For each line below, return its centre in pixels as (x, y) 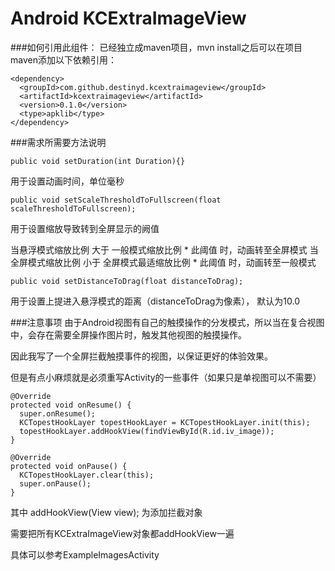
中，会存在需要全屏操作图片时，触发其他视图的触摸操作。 (128, 334)
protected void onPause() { (69, 466)
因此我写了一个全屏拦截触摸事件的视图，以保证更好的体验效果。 (141, 356)
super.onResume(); (58, 413)
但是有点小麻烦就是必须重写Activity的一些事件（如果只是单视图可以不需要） (166, 377)
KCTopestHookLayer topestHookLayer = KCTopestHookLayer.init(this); (165, 422)
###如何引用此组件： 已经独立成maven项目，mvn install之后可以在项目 (156, 47)
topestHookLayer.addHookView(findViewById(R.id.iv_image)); (147, 431)
